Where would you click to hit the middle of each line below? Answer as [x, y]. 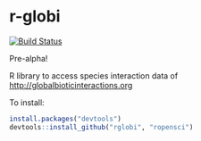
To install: [27, 102]
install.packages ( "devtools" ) [66, 119]
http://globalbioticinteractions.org [71, 85]
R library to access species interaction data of [94, 75]
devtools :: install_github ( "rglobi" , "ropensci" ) [101, 127]
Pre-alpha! [29, 58]
